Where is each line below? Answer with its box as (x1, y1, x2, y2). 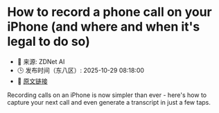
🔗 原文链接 (17, 77, 48, 85)
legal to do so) (7, 34, 90, 49)
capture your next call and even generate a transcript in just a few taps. (7, 98, 211, 106)
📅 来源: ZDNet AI (17, 57, 65, 66)
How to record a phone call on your (7, 4, 213, 20)
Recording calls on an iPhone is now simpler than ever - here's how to (7, 91, 207, 99)
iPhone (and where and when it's (7, 19, 200, 35)
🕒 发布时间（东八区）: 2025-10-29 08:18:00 (17, 66, 144, 74)
